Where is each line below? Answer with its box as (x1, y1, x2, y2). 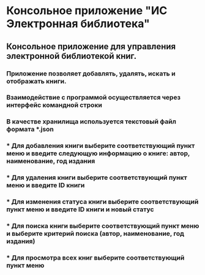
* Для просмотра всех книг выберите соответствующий (6, 253, 185, 261)
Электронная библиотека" (6, 17, 150, 31)
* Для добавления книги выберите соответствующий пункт (6, 142, 195, 150)
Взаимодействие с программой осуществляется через (6, 93, 181, 102)
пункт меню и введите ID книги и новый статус (6, 205, 154, 214)
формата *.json (6, 125, 54, 134)
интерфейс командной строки (6, 101, 102, 109)
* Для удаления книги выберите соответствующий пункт (6, 173, 188, 182)
